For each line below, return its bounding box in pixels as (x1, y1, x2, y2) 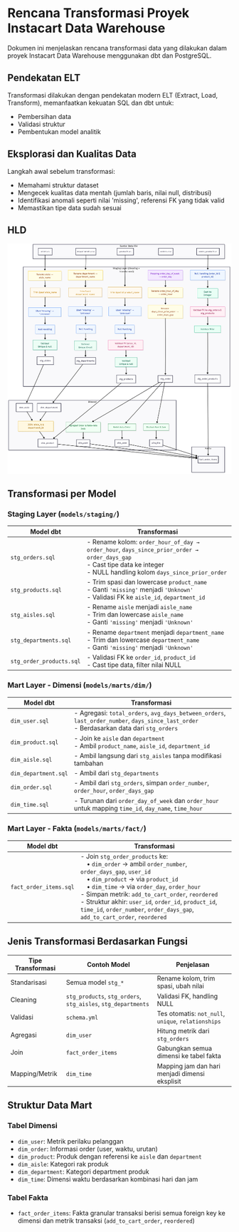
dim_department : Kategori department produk (17, 1167, 149, 1176)
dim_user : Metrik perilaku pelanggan (17, 1137, 124, 1145)
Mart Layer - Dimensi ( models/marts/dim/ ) (7, 680, 152, 690)
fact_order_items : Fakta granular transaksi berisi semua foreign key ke (17, 1209, 225, 1218)
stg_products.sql (10, 586, 62, 594)
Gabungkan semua (156, 1044, 212, 1052)
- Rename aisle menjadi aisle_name (86, 603, 193, 611)
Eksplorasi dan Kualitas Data (7, 148, 137, 160)
